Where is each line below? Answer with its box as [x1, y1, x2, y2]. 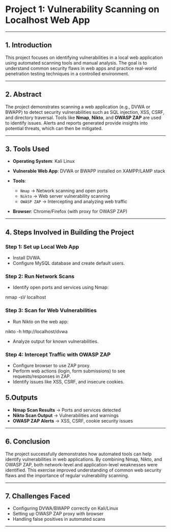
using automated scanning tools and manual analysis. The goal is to [5, 60, 148, 66]
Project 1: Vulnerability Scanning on [5, 4, 159, 15]
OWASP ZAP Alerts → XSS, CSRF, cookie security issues [12, 418, 133, 424]
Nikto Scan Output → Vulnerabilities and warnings [12, 412, 119, 418]
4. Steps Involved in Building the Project [5, 228, 134, 237]
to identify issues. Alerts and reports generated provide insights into [5, 120, 148, 126]
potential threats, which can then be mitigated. [5, 125, 103, 131]
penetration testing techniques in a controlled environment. [5, 70, 130, 77]
